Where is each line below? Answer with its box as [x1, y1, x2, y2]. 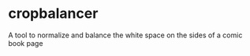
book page [8, 38, 43, 47]
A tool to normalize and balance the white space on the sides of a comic [8, 30, 243, 40]
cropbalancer [8, 5, 99, 23]
